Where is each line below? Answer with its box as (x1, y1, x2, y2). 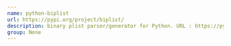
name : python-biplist (7, 9, 69, 17)
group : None (7, 28, 41, 36)
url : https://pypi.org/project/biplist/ (7, 16, 125, 23)
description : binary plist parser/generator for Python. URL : (7, 22, 192, 29)
